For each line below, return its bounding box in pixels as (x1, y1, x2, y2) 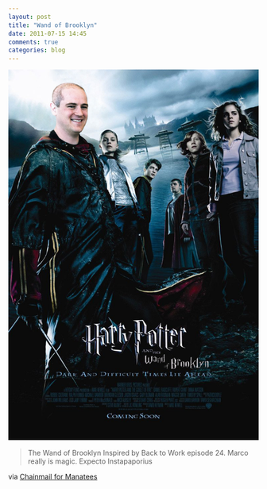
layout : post (8, 13, 52, 21)
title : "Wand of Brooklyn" (8, 21, 98, 29)
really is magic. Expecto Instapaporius (27, 456, 153, 466)
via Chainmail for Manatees (8, 472, 98, 481)
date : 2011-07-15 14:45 (8, 29, 87, 37)
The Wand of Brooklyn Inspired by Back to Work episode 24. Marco (27, 449, 249, 457)
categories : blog (8, 46, 66, 55)
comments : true (8, 38, 59, 46)
